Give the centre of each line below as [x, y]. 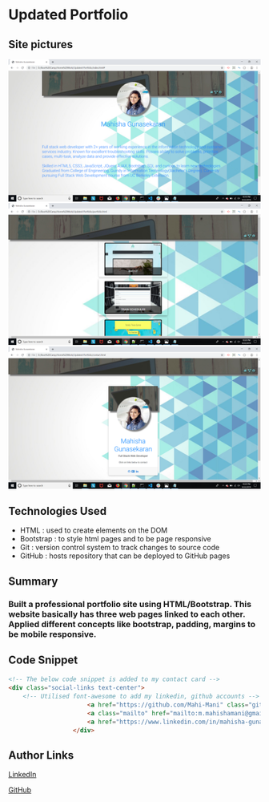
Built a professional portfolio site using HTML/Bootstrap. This [130, 604]
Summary [33, 581]
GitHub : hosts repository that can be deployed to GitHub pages [125, 556]
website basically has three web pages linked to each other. [127, 614]
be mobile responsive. [52, 634]
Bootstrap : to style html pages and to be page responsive [116, 539]
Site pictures [41, 45]
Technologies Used [57, 511]
